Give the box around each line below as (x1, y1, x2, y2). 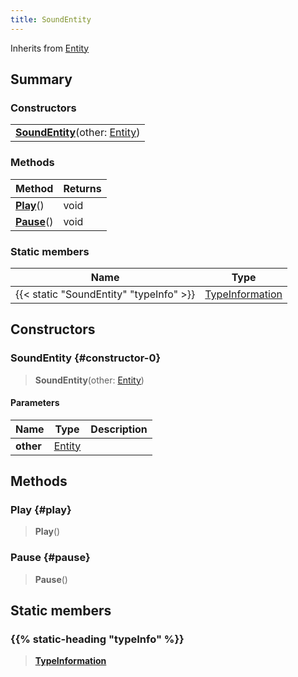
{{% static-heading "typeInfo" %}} (10, 632, 185, 646)
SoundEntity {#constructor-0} (10, 351, 162, 365)
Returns (63, 181, 102, 195)
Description (90, 422, 148, 436)
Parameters (10, 397, 60, 409)
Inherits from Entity (10, 42, 90, 54)
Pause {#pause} (10, 551, 91, 565)
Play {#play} (10, 503, 72, 517)
